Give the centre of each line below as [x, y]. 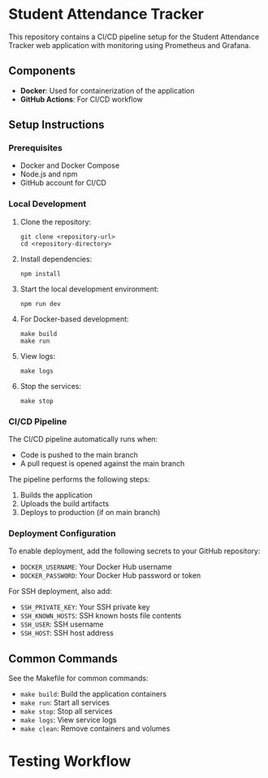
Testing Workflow [70, 761]
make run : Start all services [65, 703]
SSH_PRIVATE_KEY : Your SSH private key [85, 607]
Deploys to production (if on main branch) [90, 513]
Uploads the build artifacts [65, 504]
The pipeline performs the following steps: [79, 479]
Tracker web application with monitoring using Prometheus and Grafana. [130, 45]
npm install [40, 273]
